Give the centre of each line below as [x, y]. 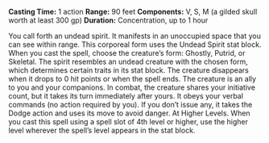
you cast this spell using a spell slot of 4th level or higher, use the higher [128, 122]
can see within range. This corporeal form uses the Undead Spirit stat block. [135, 44]
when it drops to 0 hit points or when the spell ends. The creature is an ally [132, 79]
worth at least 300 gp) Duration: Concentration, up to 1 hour [108, 20]
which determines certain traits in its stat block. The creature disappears [129, 70]
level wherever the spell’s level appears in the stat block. [102, 130]
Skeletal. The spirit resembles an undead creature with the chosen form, [128, 61]
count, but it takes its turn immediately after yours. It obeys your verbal [126, 96]
